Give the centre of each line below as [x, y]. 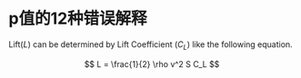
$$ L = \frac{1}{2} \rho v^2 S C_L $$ [152, 63]
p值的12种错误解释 [78, 19]
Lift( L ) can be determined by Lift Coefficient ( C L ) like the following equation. [150, 45]
